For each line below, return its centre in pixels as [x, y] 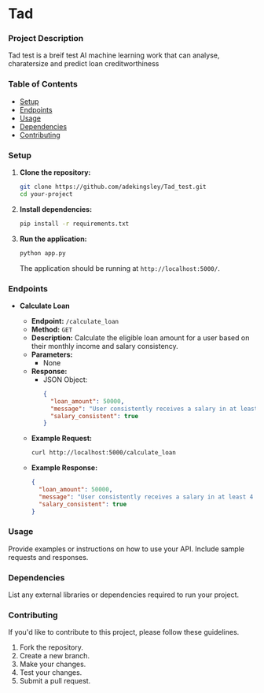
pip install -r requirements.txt [74, 224]
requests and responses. [48, 557]
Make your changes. [53, 664]
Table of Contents [43, 84]
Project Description [46, 39]
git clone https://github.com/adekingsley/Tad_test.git [113, 187]
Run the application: [53, 239]
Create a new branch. [55, 656]
